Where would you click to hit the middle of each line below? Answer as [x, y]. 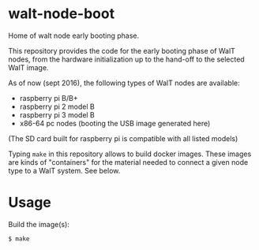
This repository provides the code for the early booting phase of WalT [122, 50]
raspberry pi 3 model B [57, 114]
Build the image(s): [39, 224]
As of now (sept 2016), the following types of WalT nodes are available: [124, 83]
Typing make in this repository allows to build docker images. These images [130, 154]
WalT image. [28, 67]
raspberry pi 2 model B [57, 106]
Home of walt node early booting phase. [74, 35]
